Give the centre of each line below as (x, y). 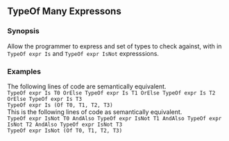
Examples (24, 71)
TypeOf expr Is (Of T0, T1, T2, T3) (60, 105)
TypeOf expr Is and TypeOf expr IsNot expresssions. (83, 53)
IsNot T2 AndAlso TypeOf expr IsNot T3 (65, 124)
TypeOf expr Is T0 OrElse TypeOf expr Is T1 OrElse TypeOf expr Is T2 (111, 93)
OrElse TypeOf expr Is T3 (44, 99)
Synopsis (23, 31)
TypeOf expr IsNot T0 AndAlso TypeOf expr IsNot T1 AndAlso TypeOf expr (114, 118)
